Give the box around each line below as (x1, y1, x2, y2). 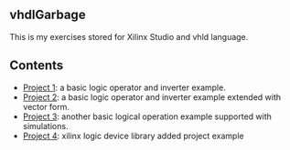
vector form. (22, 101, 70, 112)
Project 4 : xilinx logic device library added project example (22, 130, 244, 141)
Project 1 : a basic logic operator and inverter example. (22, 82, 226, 93)
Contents (9, 58, 64, 74)
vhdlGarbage (9, 7, 86, 23)
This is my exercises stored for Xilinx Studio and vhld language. (9, 31, 249, 42)
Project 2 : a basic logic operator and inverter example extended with (22, 91, 282, 103)
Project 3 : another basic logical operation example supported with (22, 111, 273, 122)
